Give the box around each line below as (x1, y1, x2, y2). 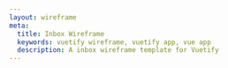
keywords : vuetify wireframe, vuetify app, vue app (17, 37, 212, 47)
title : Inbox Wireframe (17, 29, 104, 38)
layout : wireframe (9, 12, 77, 22)
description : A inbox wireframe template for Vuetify (17, 46, 219, 55)
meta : (9, 21, 29, 30)
